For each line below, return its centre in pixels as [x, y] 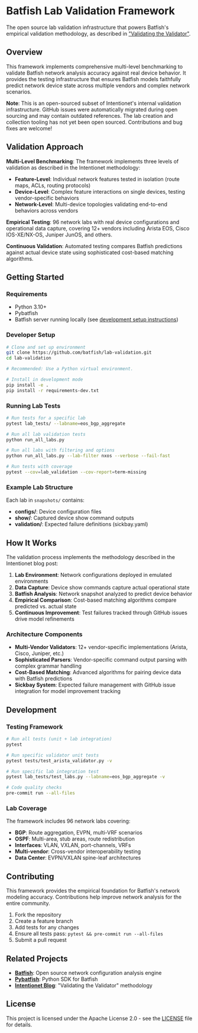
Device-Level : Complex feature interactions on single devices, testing [100, 191]
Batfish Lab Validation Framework [91, 11]
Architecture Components [44, 634]
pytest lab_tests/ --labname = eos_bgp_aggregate [66, 424]
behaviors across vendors [46, 210]
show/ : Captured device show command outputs [74, 518]
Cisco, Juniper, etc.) [39, 653]
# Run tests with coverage [39, 467]
